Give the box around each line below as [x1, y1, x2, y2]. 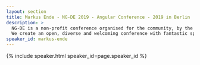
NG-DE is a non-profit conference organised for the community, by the [11, 25, 193, 31]
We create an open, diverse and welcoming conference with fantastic [11, 31, 187, 37]
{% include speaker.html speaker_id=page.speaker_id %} [6, 53, 147, 59]
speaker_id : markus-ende [6, 36, 68, 42]
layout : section [6, 8, 46, 15]
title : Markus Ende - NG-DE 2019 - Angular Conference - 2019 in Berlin [6, 14, 190, 20]
